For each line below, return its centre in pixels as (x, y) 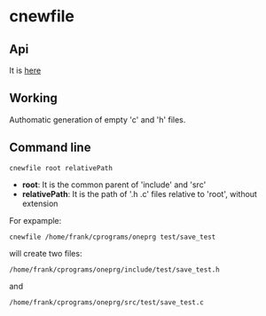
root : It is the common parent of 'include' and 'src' (114, 185)
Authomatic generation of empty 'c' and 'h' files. (98, 119)
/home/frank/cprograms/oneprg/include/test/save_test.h (114, 269)
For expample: (35, 220)
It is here (25, 70)
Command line (50, 148)
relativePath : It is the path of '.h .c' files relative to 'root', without (139, 194)
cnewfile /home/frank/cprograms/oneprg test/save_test (113, 237)
